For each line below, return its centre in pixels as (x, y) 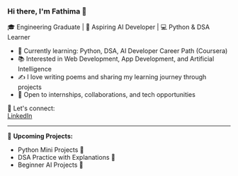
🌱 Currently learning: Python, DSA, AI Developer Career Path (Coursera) (123, 51)
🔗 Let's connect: (31, 108)
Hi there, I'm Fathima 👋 (47, 11)
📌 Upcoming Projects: (40, 136)
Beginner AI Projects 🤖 (50, 165)
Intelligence (34, 69)
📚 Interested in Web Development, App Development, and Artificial (116, 59)
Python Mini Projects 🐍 (51, 150)
